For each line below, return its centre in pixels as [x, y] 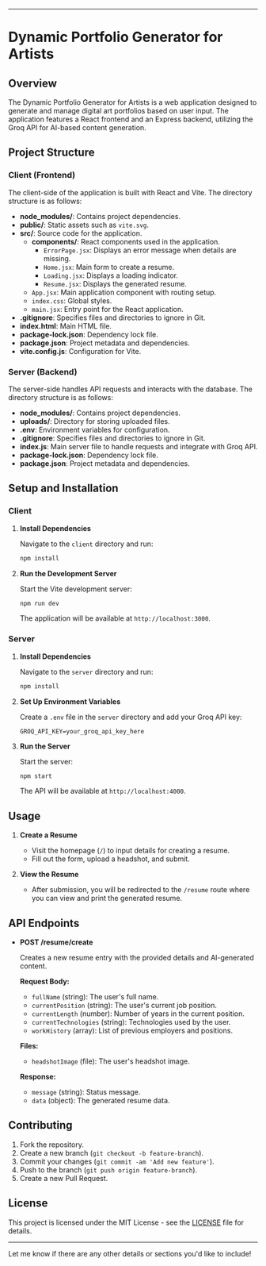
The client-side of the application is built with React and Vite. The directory [130, 192]
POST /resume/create [56, 942]
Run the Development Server [68, 573]
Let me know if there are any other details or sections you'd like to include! [130, 1253]
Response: [38, 1077]
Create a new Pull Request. [64, 1178]
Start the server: [46, 761]
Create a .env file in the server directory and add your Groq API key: [131, 717]
